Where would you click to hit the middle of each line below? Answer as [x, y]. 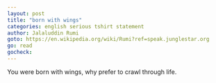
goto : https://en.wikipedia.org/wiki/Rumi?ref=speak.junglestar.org [108, 39]
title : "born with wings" [44, 20]
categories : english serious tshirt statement [76, 26]
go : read [20, 46]
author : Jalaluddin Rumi [43, 33]
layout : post [26, 13]
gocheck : [20, 53]
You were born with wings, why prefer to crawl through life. [92, 72]
